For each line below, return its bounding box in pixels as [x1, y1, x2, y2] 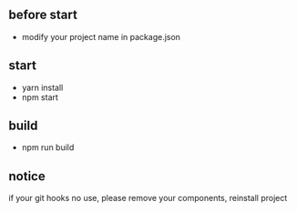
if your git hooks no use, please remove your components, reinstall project [8, 193, 288, 204]
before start [8, 7, 78, 23]
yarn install [21, 82, 64, 93]
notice [8, 168, 46, 184]
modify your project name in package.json [21, 31, 181, 42]
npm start [21, 91, 58, 103]
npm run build [21, 142, 75, 153]
